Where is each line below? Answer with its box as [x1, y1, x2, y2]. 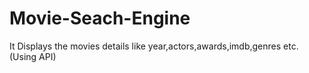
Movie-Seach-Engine [9, 7, 191, 30]
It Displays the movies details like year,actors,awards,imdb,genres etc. [9, 40, 299, 52]
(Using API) [9, 50, 57, 62]
